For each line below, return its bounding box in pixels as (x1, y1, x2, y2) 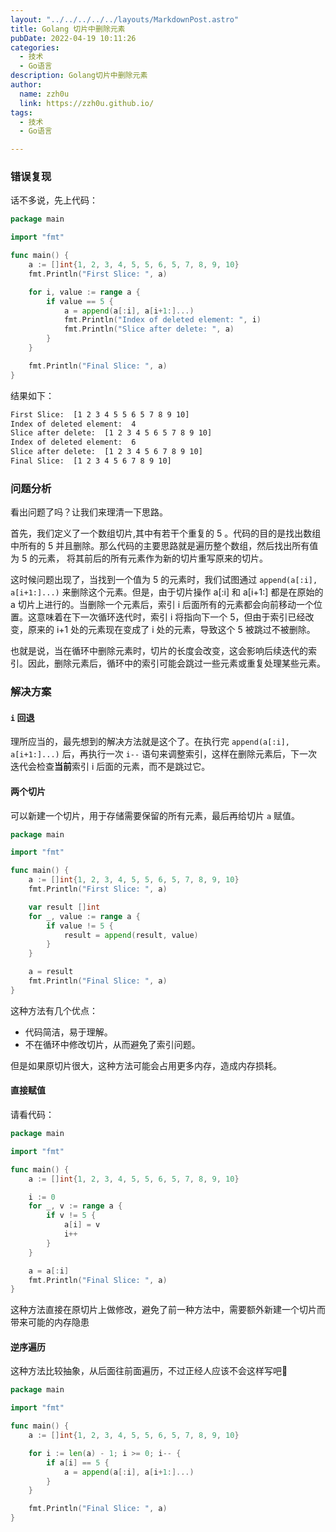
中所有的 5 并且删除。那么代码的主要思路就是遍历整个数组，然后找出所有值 (10, 540, 319, 552)
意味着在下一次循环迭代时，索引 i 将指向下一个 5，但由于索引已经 (36, 611, 306, 623)
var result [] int (28, 902, 101, 912)
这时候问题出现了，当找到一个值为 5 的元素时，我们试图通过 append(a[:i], (10, 574, 318, 586)
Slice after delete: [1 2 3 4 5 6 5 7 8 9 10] (10, 428, 213, 438)
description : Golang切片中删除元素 (10, 71, 148, 81)
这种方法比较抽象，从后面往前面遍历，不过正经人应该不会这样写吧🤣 (10, 1365, 288, 1377)
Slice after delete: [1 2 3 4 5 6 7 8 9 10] (10, 447, 203, 457)
